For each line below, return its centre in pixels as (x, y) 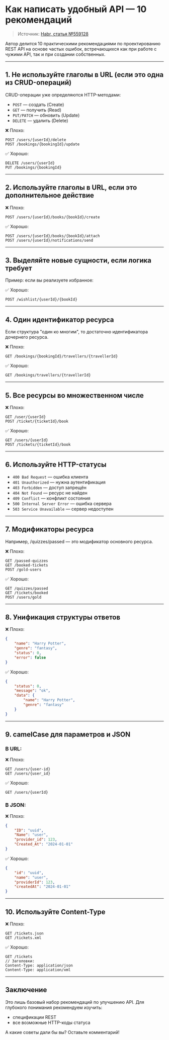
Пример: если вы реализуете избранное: (50, 280)
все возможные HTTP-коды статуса (51, 1022)
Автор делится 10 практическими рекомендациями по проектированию (83, 43)
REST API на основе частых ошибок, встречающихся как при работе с (81, 49)
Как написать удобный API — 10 (76, 9)
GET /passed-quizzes (27, 561)
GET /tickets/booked (27, 593)
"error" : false (30, 657)
